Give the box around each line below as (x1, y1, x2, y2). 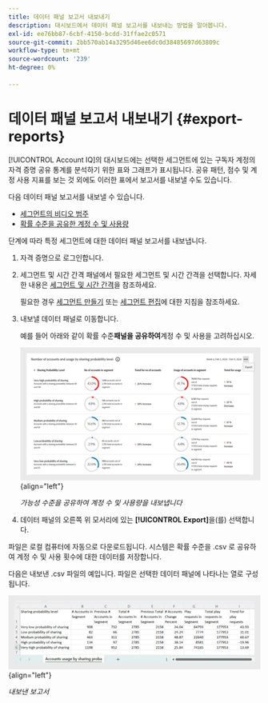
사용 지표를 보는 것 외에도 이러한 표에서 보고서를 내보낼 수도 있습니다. (16, 174, 232, 184)
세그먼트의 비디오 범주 (19, 209, 90, 218)
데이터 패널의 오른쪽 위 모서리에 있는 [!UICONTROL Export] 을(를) (19, 515, 227, 525)
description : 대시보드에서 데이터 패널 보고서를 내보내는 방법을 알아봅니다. (8, 21, 228, 30)
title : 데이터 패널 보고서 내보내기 (8, 13, 110, 21)
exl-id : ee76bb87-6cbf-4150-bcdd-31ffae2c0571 (8, 30, 166, 38)
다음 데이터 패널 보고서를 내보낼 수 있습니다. (8, 192, 146, 202)
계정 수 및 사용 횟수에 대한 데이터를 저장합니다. (16, 552, 162, 561)
